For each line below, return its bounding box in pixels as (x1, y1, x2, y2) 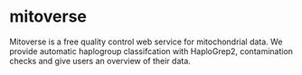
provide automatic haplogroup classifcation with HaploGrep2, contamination (9, 45, 294, 56)
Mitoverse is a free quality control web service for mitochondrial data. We (9, 36, 283, 47)
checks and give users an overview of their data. (9, 55, 192, 66)
